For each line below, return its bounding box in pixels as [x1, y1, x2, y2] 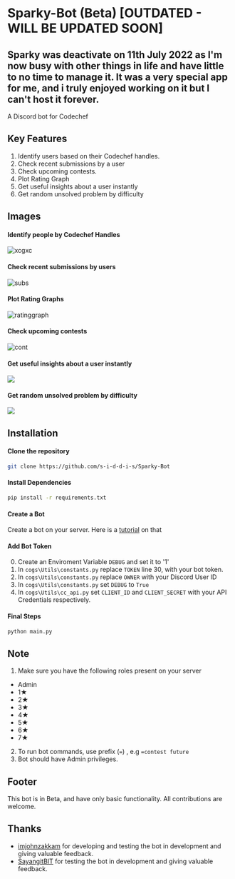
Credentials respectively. [17, 596, 91, 604]
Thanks [7, 823, 42, 835]
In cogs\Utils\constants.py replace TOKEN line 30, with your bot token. [17, 566, 224, 574]
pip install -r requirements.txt [7, 494, 107, 501]
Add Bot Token [7, 541, 52, 551]
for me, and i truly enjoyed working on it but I [7, 82, 210, 94]
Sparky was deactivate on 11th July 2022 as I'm [7, 49, 223, 61]
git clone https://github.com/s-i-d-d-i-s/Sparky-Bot [7, 463, 171, 471]
